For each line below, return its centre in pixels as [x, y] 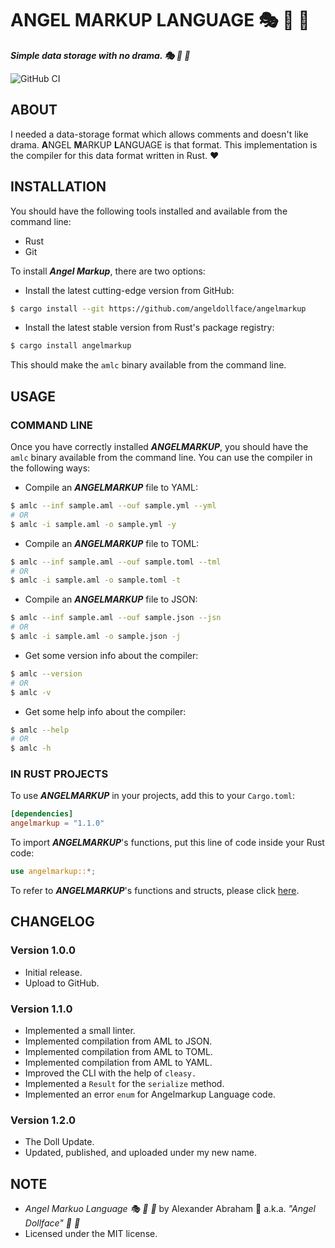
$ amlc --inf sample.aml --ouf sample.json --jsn [116, 618]
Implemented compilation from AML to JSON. [118, 1041]
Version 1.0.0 [43, 950]
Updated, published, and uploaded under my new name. [140, 1153]
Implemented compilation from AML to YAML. [118, 1063]
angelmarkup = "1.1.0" [57, 823]
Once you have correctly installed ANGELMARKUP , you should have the [159, 446]
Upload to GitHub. [62, 983]
